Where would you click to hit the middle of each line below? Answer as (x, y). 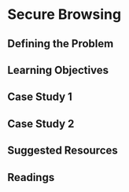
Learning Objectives (58, 70)
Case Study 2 (41, 124)
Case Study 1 (40, 97)
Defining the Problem (61, 44)
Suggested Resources (63, 151)
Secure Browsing (64, 15)
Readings (31, 177)
